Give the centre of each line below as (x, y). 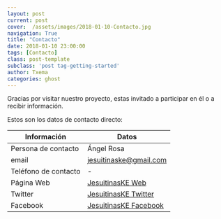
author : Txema (28, 72)
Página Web (30, 183)
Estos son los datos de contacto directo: (65, 120)
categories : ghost (34, 79)
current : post (28, 20)
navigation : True (32, 33)
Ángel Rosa (106, 149)
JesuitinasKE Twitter (121, 195)
